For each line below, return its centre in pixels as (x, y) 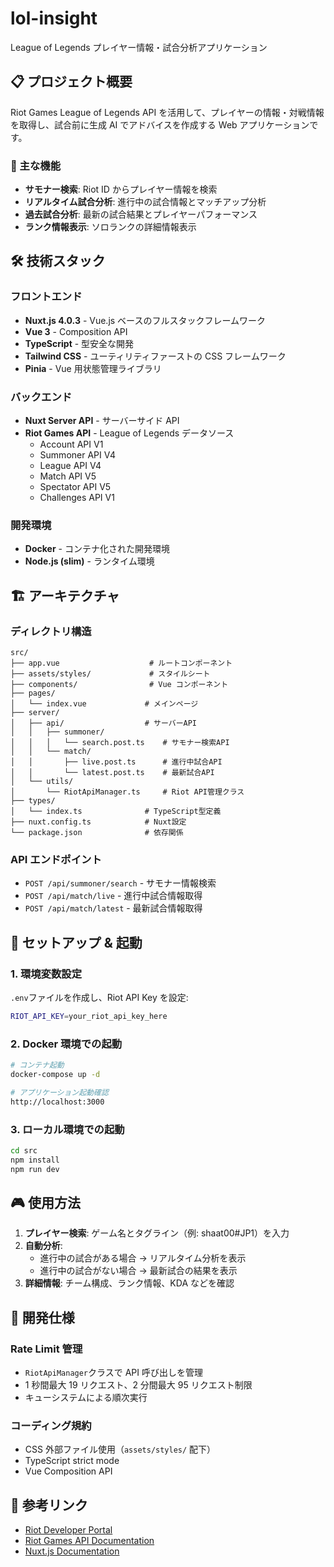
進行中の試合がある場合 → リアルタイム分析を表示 (143, 1258)
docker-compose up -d (55, 1075)
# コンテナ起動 (37, 1065)
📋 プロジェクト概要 (71, 82)
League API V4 (70, 466)
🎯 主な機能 (36, 165)
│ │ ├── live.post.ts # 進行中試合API (116, 762)
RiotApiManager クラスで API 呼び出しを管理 (113, 1373)
